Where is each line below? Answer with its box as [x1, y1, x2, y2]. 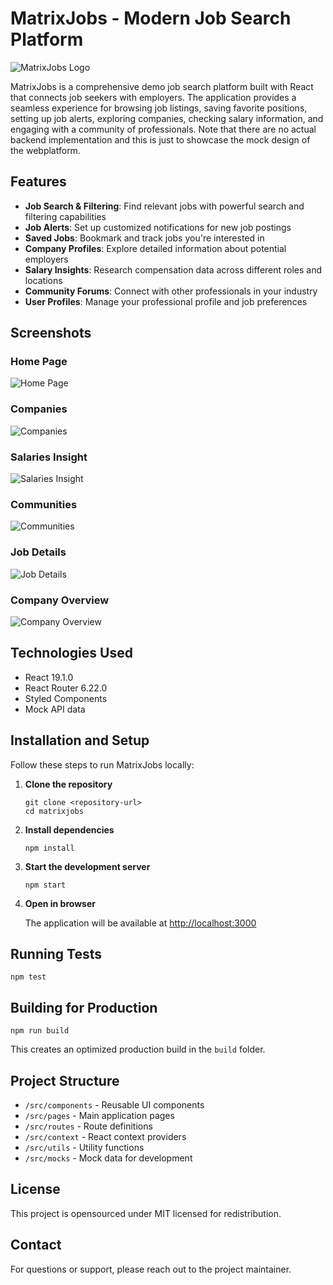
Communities [10, 497, 78, 511]
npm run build [10, 1026, 70, 1036]
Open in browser [24, 897, 96, 909]
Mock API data [24, 703, 86, 715]
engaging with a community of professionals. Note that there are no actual [10, 123, 317, 135]
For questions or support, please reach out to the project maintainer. [10, 1263, 292, 1275]
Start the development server [24, 860, 151, 872]
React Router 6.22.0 [24, 682, 108, 694]
